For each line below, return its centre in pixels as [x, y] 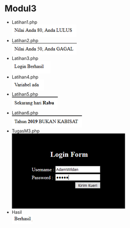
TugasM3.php [26, 131]
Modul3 [21, 9]
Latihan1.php [24, 22]
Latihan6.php [25, 113]
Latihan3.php [25, 58]
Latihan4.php [25, 77]
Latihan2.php [25, 40]
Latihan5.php [25, 94]
